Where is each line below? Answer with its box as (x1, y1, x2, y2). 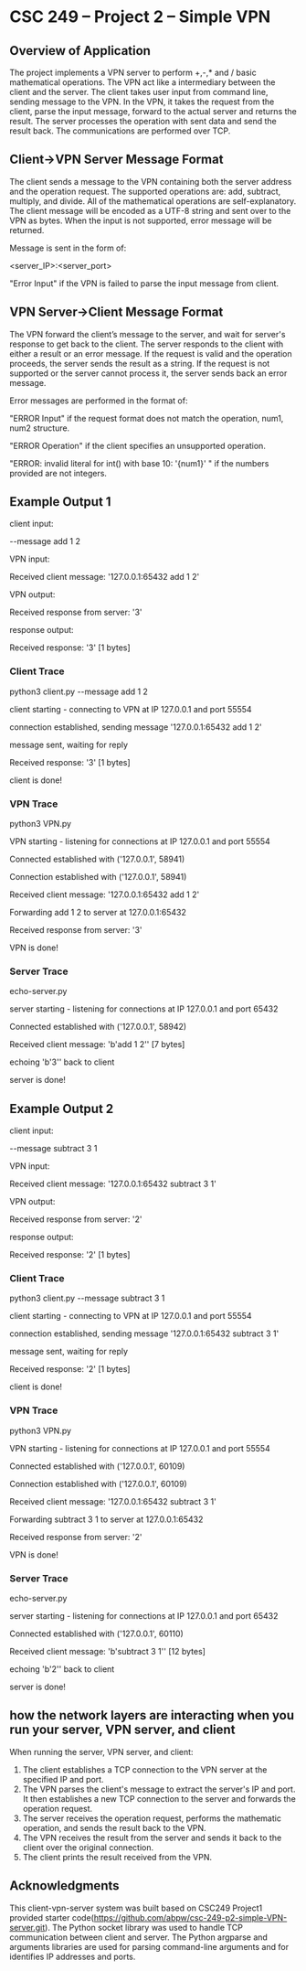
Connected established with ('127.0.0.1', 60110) (9, 1628, 185, 1639)
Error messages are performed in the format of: (9, 395, 188, 406)
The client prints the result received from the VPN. (22, 1851, 213, 1862)
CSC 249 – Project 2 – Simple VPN (9, 6, 271, 27)
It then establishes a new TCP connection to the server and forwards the (22, 1793, 297, 1804)
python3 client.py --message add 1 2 (9, 686, 149, 697)
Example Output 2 (9, 1100, 114, 1117)
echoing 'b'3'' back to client (9, 1056, 115, 1067)
